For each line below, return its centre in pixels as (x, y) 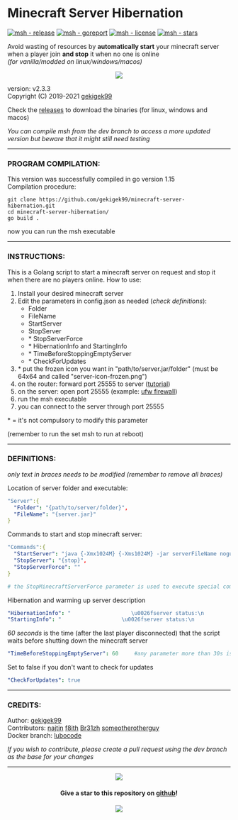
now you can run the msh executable (61, 231)
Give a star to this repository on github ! (119, 793)
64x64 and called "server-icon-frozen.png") (82, 376)
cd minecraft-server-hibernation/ (58, 212)
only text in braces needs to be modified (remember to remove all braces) (115, 474)
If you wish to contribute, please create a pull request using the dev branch (117, 749)
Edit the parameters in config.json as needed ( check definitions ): (112, 301)
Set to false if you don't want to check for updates (80, 667)
